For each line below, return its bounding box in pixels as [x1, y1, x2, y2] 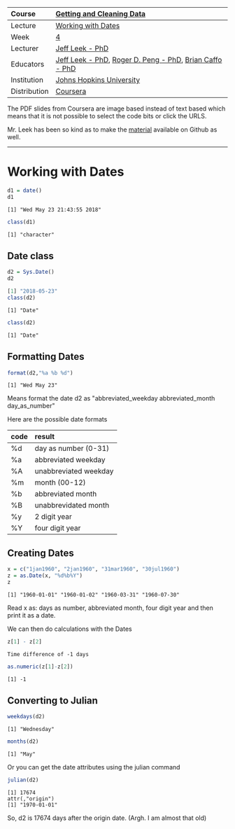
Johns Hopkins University [55, 75, 141, 85]
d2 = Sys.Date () [7, 269, 55, 276]
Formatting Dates [7, 351, 85, 363]
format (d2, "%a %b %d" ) [7, 369, 73, 377]
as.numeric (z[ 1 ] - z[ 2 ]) [7, 663, 73, 670]
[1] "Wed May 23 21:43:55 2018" [7, 206, 101, 213]
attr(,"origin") [7, 795, 55, 802]
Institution [10, 75, 44, 85]
